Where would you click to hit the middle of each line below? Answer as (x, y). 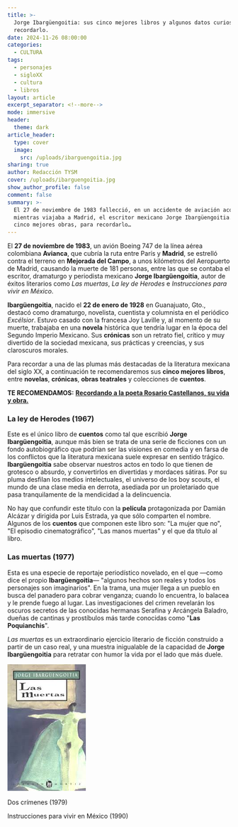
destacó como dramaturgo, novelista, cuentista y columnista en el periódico (118, 313)
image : (23, 150)
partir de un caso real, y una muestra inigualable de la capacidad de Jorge (116, 647)
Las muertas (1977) (41, 557)
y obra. (18, 401)
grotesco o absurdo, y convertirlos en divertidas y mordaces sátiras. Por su (117, 472)
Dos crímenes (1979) (38, 802)
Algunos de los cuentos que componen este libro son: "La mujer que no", (114, 524)
